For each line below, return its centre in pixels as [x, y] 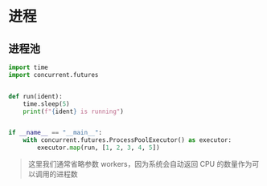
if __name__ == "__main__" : [55, 133]
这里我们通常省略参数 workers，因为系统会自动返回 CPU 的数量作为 [140, 164]
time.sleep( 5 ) [46, 104]
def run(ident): [35, 96]
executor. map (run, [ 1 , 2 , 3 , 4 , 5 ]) [99, 148]
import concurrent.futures [53, 75]
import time [28, 67]
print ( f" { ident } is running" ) [74, 111]
